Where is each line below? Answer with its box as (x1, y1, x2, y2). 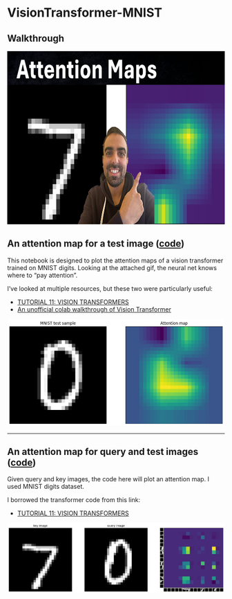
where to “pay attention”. (7, 271, 78, 279)
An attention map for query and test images (7, 445, 199, 458)
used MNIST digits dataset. (7, 483, 85, 491)
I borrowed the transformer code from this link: (7, 496, 141, 504)
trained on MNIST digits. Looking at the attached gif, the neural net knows (7, 263, 217, 271)
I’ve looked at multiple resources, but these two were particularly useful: (7, 284, 213, 292)
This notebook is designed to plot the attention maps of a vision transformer (7, 256, 224, 265)
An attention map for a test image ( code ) (7, 238, 185, 250)
